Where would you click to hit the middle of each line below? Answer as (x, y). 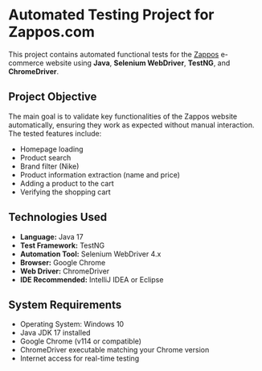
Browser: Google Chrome (63, 262)
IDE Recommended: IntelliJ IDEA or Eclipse (92, 279)
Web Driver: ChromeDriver (65, 271)
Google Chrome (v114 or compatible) (81, 341)
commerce (26, 63)
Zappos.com (51, 32)
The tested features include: (55, 133)
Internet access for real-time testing (80, 358)
